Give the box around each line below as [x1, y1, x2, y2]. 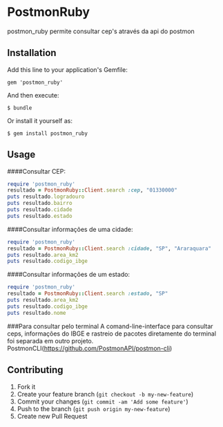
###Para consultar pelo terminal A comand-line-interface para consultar [7, 322, 213, 330]
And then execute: [7, 91, 59, 99]
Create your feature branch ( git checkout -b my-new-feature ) [17, 390, 194, 398]
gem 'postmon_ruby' [7, 79, 64, 86]
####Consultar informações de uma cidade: [7, 225, 133, 233]
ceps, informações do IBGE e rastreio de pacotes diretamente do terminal [7, 329, 216, 338]
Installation [7, 47, 57, 59]
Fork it [17, 382, 36, 391]
